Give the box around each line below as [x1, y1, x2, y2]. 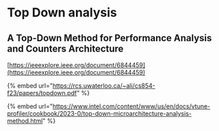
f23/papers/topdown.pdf [7, 89, 77, 97]
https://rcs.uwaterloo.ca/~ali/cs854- [52, 82, 155, 90]
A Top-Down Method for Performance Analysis [7, 32, 212, 44]
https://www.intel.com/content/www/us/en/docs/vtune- [52, 102, 211, 110]
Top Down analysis [7, 5, 118, 21]
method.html [7, 117, 43, 125]
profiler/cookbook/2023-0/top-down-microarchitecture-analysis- [7, 110, 192, 117]
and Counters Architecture [7, 43, 124, 54]
